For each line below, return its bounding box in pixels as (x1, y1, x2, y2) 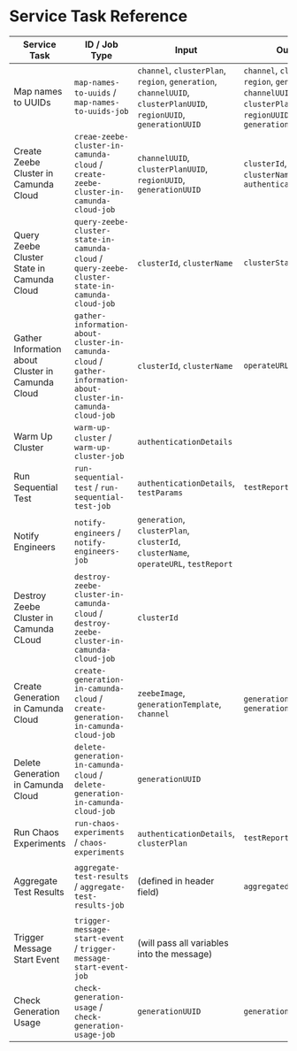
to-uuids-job (73, 106, 130, 116)
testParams (137, 487, 183, 497)
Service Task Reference (9, 6, 188, 27)
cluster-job (73, 451, 125, 461)
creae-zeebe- (73, 131, 130, 142)
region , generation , (137, 75, 217, 88)
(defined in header (137, 874, 215, 886)
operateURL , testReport (137, 557, 233, 570)
